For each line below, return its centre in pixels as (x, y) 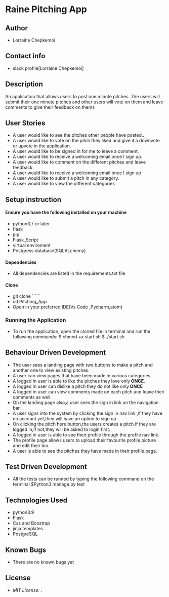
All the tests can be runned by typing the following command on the (83, 479)
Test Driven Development (46, 467)
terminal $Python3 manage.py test (49, 484)
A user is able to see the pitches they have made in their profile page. (85, 451)
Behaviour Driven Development (56, 353)
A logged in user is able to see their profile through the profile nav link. (86, 434)
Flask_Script (25, 240)
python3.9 (23, 512)
